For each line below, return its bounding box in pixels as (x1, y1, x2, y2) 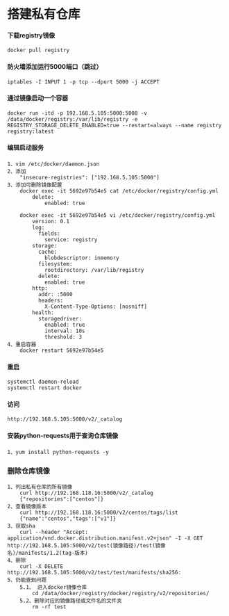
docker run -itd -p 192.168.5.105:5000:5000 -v (7, 109, 148, 117)
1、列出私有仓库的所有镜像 (7, 483, 73, 490)
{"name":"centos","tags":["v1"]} (19, 515, 117, 522)
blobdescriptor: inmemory (44, 254, 119, 261)
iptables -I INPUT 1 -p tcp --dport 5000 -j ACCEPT (7, 78, 160, 86)
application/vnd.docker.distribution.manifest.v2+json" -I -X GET (7, 535, 203, 542)
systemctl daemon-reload (7, 378, 79, 386)
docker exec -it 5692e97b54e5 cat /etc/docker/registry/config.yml (19, 188, 219, 195)
